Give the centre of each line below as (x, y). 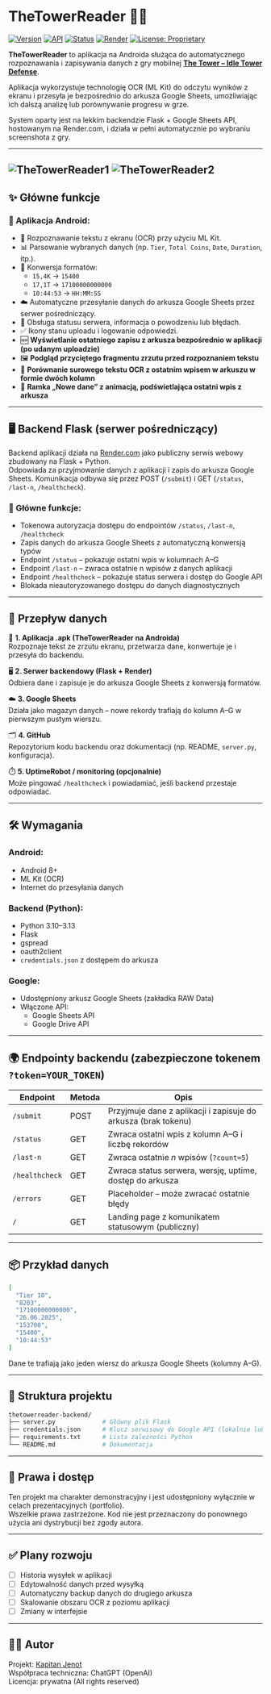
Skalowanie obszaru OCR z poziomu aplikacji (95, 1602)
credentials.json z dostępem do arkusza (89, 960)
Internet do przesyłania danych (71, 887)
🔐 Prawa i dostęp (51, 1477)
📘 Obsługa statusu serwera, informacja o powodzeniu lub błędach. (130, 323)
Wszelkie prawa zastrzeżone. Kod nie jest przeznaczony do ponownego (128, 1514)
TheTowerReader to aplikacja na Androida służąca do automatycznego (127, 54)
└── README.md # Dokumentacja (81, 1445)
